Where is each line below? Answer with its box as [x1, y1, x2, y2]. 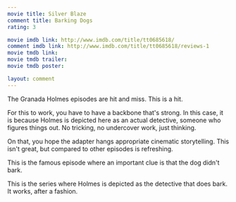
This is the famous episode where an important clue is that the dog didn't [7, 158, 220, 167]
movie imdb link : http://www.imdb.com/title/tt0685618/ [7, 36, 175, 43]
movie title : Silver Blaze [7, 10, 87, 18]
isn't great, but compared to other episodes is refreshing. [7, 144, 174, 153]
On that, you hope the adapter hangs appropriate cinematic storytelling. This [7, 137, 230, 145]
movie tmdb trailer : [7, 56, 68, 64]
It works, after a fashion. [7, 186, 78, 195]
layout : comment [7, 75, 55, 82]
